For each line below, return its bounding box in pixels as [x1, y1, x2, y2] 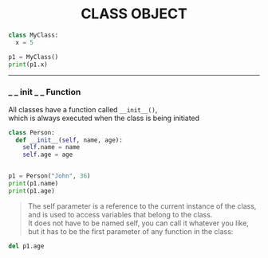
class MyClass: [8, 31, 59, 39]
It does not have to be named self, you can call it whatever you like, [27, 218, 249, 228]
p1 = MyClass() [8, 53, 59, 61]
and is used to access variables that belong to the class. [27, 209, 213, 219]
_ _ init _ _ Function [8, 87, 81, 98]
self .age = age [22, 150, 73, 159]
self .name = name [22, 143, 81, 151]
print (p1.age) [8, 186, 56, 195]
